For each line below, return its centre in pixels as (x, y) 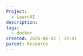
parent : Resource (27, 44)
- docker (22, 33)
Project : (17, 11)
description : (22, 22)
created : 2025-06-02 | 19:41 (41, 38)
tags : (13, 28)
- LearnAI (23, 17)
